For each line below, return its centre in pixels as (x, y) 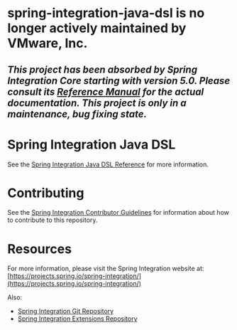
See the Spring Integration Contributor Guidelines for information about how (118, 213)
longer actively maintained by (97, 28)
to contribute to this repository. (53, 220)
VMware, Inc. (48, 43)
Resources (40, 249)
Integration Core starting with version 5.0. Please (119, 81)
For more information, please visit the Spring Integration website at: (106, 269)
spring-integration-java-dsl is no (106, 13)
